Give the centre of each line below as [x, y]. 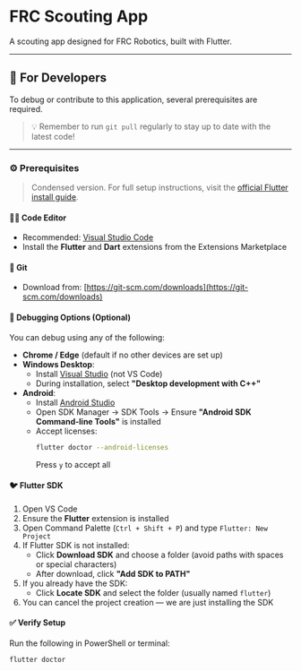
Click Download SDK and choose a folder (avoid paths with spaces [159, 555]
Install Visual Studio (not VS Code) [99, 374]
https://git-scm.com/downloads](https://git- [168, 288]
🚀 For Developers [58, 78]
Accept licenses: [66, 431]
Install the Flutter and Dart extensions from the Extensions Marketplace [155, 247]
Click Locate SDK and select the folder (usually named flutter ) [153, 592]
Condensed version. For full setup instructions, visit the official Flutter [159, 188]
